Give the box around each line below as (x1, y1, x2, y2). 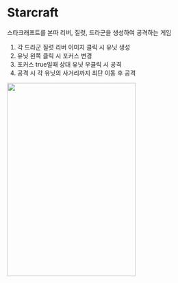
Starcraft (7, 5, 59, 21)
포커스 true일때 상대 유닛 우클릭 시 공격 (16, 60, 122, 68)
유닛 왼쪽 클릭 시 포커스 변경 (16, 52, 92, 60)
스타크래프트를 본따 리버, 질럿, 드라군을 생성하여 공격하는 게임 (7, 28, 172, 36)
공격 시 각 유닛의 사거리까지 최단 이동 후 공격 (16, 69, 136, 77)
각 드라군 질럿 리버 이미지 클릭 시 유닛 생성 (16, 43, 131, 51)
